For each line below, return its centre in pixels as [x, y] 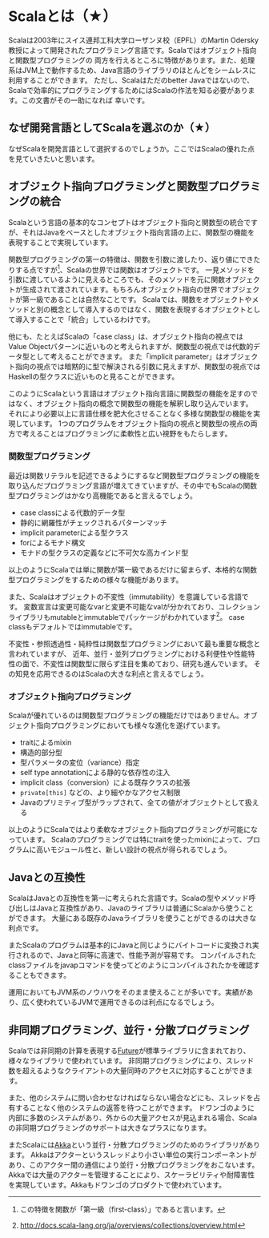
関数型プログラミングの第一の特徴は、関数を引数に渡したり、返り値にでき [131, 259]
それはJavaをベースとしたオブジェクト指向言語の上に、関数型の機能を [138, 232]
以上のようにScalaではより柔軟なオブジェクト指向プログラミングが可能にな [133, 830]
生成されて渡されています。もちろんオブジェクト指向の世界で [123, 290]
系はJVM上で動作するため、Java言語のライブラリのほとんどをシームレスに [132, 70]
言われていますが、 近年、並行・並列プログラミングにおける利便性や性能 [128, 654]
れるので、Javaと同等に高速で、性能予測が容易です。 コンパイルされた [139, 955]
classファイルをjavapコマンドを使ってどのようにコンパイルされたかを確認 [131, 965]
